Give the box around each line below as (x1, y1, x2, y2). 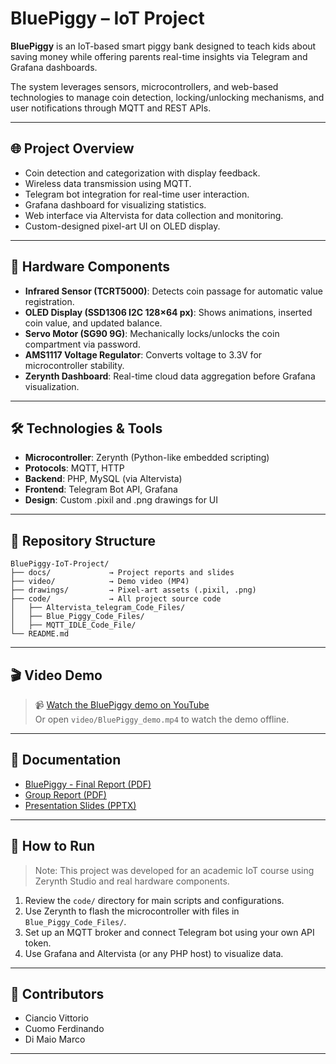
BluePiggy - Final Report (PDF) (24, 778, 152, 790)
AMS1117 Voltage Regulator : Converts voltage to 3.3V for (24, 348, 263, 361)
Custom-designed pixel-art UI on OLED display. (24, 220, 221, 232)
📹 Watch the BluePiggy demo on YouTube (34, 699, 210, 711)
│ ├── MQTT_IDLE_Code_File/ (10, 620, 137, 631)
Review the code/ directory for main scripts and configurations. (24, 894, 285, 906)
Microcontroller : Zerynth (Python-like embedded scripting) (24, 452, 270, 464)
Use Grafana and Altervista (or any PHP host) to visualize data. (24, 947, 284, 959)
